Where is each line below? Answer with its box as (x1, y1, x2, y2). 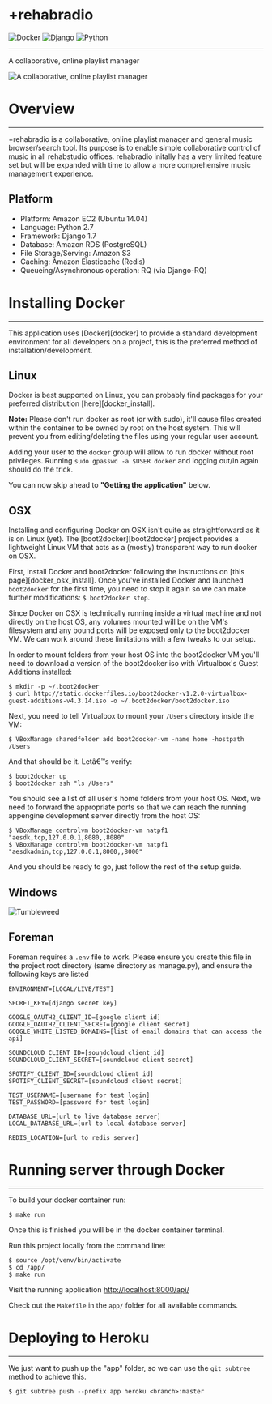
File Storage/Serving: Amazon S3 (19, 248, 131, 258)
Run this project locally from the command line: (8, 1240, 166, 1250)
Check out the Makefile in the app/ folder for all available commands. (8, 1300, 239, 1310)
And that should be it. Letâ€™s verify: (8, 757, 132, 766)
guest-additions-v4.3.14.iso (8, 697, 107, 706)
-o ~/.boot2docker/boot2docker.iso (109, 697, 230, 706)
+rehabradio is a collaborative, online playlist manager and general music (8, 134, 253, 143)
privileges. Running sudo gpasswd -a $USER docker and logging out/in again (8, 456, 259, 466)
